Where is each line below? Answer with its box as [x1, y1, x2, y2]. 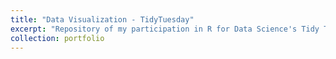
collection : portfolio [10, 33, 105, 43]
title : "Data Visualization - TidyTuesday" [10, 14, 195, 25]
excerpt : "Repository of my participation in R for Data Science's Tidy [10, 24, 320, 34]
